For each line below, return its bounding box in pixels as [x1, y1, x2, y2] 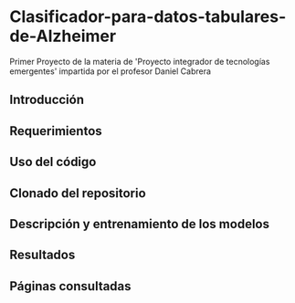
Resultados [9, 247, 76, 263]
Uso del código [9, 154, 97, 170]
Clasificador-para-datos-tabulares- [9, 6, 287, 27]
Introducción [9, 92, 85, 108]
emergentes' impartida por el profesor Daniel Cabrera [9, 66, 212, 77]
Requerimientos [9, 123, 102, 139]
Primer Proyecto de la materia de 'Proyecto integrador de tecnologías [9, 56, 270, 67]
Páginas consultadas [9, 278, 132, 294]
